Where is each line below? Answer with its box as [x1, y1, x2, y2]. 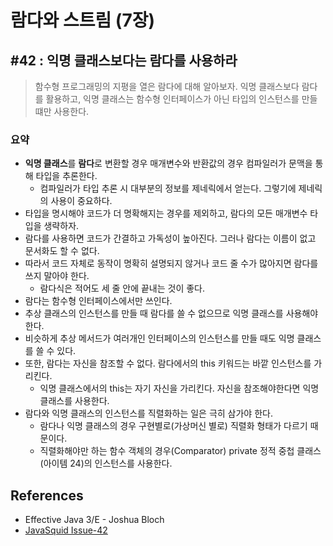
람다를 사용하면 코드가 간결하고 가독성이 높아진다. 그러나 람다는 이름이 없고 [24, 232, 317, 245]
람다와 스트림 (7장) [10, 9, 155, 32]
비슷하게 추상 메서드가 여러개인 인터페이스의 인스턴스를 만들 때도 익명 [24, 332, 295, 345]
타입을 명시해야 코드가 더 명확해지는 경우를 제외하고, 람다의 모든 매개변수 [24, 207, 308, 220]
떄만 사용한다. [34, 106, 90, 117]
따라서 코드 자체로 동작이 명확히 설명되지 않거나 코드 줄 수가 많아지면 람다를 [24, 257, 319, 270]
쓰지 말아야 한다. [24, 270, 90, 282]
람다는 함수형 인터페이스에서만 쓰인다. [24, 295, 173, 307]
